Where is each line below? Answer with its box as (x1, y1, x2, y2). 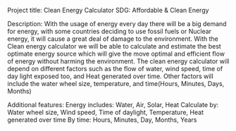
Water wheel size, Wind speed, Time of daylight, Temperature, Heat (7, 108, 204, 116)
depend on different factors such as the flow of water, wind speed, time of (7, 65, 223, 73)
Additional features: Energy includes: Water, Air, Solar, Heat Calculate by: (7, 101, 219, 108)
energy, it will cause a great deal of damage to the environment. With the (7, 35, 218, 43)
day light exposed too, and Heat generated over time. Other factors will (7, 72, 213, 80)
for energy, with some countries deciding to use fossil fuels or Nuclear (7, 27, 212, 35)
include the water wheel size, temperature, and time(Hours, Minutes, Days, (7, 80, 225, 87)
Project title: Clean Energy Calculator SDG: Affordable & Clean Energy (7, 6, 209, 14)
